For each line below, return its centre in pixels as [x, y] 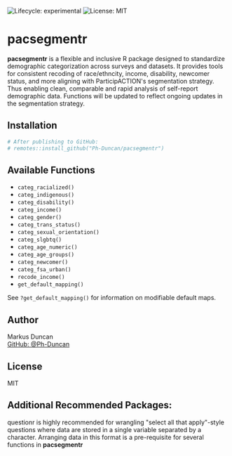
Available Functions [52, 170]
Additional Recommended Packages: [90, 405]
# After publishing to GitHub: [53, 142]
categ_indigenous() [46, 195]
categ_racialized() [46, 188]
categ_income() [40, 210]
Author [23, 320]
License [25, 366]
